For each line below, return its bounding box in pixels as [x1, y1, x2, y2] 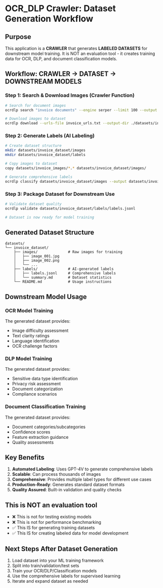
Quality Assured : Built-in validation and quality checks [12, 487, 122, 493]
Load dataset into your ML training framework [12, 557, 104, 564]
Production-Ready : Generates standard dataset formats [12, 482, 125, 487]
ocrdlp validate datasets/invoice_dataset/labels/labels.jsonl [5, 206, 136, 211]
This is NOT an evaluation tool [5, 501, 98, 509]
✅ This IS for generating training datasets [12, 525, 95, 531]
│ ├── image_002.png [14, 258, 60, 263]
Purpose [5, 33, 32, 41]
